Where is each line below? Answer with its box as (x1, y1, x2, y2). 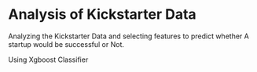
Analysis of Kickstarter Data (8, 5, 196, 23)
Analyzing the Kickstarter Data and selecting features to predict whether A (8, 31, 249, 41)
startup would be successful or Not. (8, 39, 124, 49)
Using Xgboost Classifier (8, 55, 89, 64)
